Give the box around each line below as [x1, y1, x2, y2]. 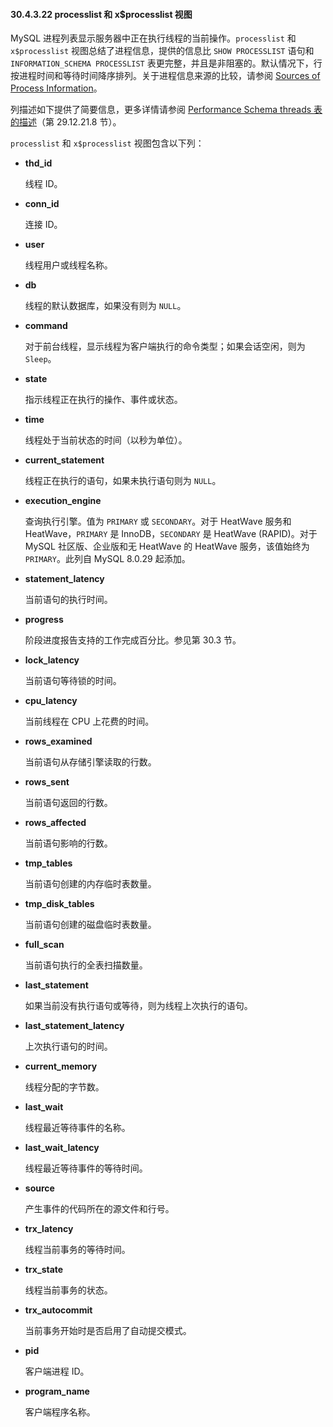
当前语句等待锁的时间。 [24, 675, 122, 687]
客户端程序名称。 [24, 1406, 96, 1418]
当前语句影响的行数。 [24, 837, 113, 849]
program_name [24, 1385, 90, 1398]
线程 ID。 [24, 178, 63, 190]
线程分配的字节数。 [24, 1081, 105, 1093]
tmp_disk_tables [24, 898, 95, 910]
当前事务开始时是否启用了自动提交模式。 [24, 1325, 192, 1337]
